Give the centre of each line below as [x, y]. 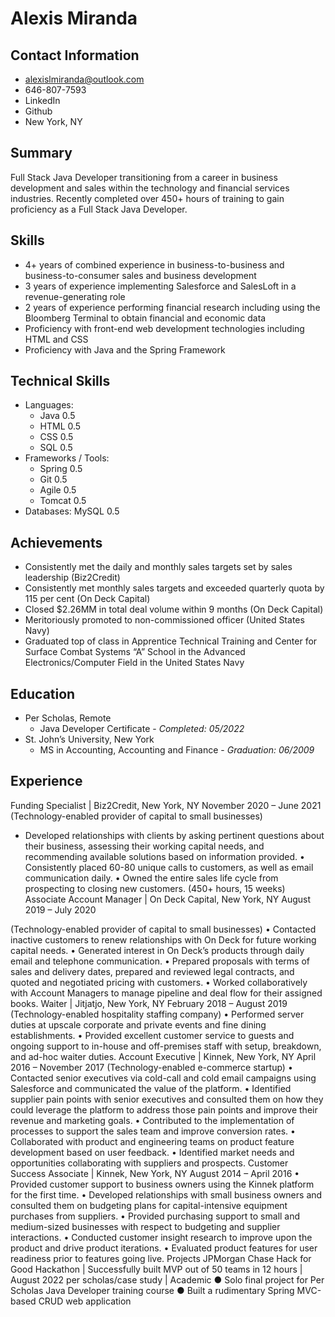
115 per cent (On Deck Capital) [87, 599]
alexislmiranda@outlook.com [84, 79]
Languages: [49, 405]
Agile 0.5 [58, 490]
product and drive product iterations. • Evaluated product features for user [164, 1248]
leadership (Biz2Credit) [72, 578]
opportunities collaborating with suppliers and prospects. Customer [149, 1163]
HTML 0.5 [60, 426]
